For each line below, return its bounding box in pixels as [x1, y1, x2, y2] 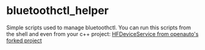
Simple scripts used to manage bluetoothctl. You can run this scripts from [6, 24, 191, 31]
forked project [6, 37, 42, 44]
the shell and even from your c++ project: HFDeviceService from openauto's [6, 30, 199, 37]
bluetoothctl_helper [6, 4, 109, 18]
